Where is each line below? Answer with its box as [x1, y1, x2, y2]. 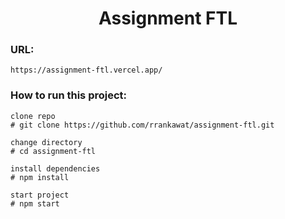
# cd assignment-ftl [10, 146, 97, 156]
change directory [10, 137, 83, 147]
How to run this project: [10, 88, 128, 102]
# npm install [10, 172, 70, 182]
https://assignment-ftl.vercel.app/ [10, 65, 163, 76]
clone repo [10, 111, 56, 121]
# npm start [10, 198, 60, 209]
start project [10, 190, 70, 200]
